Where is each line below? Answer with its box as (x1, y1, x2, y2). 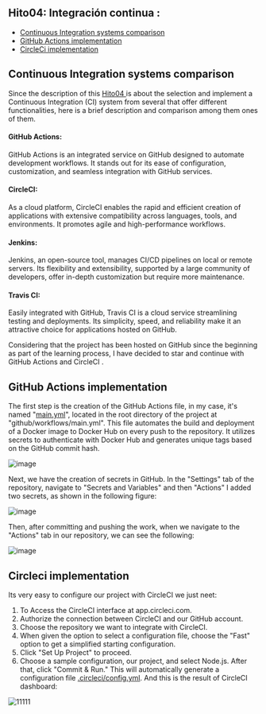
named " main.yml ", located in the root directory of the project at (8, 409, 218, 420)
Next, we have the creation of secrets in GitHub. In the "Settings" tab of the (8, 475, 255, 484)
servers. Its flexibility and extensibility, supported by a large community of (8, 264, 250, 274)
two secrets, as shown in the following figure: (8, 491, 157, 501)
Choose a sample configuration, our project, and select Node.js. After (19, 656, 248, 666)
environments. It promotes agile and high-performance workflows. (8, 219, 226, 229)
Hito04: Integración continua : (8, 6, 160, 20)
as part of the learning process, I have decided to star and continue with (8, 349, 245, 359)
